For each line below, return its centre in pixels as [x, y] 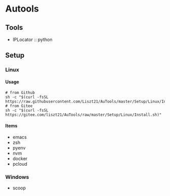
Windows [17, 177]
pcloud [20, 164]
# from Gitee [19, 106]
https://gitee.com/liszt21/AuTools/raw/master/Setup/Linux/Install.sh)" [83, 115]
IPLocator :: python [32, 39]
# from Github [20, 92]
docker [20, 158]
